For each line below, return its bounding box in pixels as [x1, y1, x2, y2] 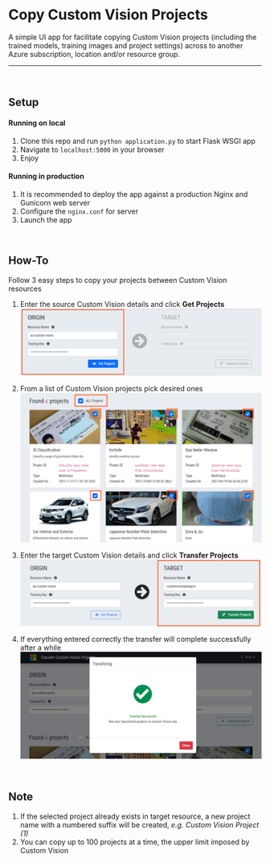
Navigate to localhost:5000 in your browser [19, 145, 165, 154]
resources [8, 284, 42, 293]
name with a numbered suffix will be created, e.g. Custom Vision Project [19, 819, 260, 829]
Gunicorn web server [19, 198, 91, 207]
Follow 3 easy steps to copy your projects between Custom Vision [8, 275, 227, 284]
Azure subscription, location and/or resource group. [8, 49, 181, 59]
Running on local [8, 118, 66, 128]
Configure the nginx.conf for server [19, 206, 139, 216]
